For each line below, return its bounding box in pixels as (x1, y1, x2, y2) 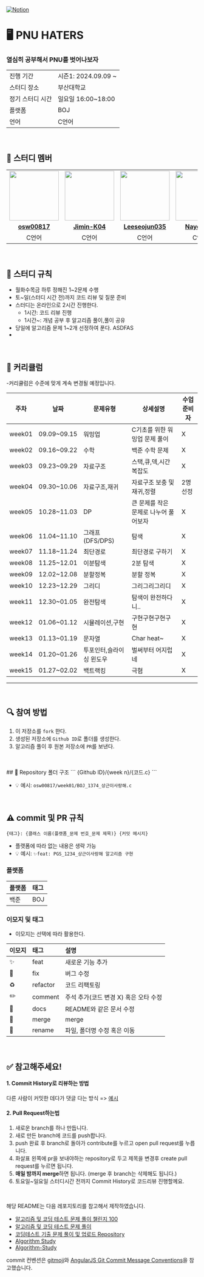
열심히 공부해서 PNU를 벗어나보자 (6, 55, 99, 64)
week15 (9, 666, 33, 674)
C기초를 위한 (131, 425, 166, 434)
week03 (9, 462, 33, 470)
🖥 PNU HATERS (6, 29, 84, 42)
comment (32, 992, 59, 1001)
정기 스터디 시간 (9, 95, 52, 103)
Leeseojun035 (123, 223, 166, 231)
